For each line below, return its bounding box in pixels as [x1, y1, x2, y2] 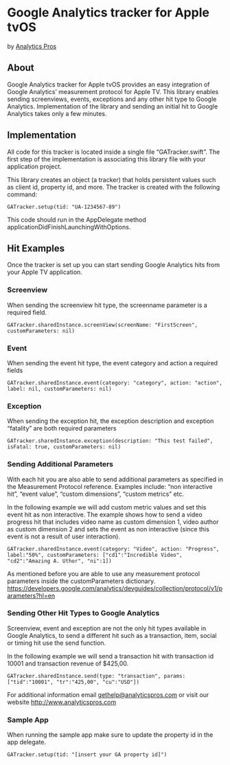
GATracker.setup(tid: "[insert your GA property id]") [7, 751, 168, 758]
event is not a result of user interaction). [7, 532, 120, 540]
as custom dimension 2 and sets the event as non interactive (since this [7, 525, 209, 533]
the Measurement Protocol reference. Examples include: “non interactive [7, 482, 213, 490]
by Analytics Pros [7, 42, 57, 50]
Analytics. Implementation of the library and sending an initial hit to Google [7, 102, 218, 111]
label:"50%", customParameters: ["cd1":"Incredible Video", [7, 551, 183, 558]
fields [7, 366, 23, 374]
